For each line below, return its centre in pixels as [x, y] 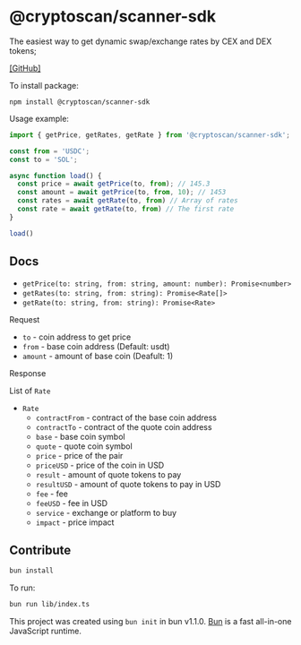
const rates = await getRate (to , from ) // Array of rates [128, 201]
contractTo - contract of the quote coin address [124, 426]
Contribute [40, 550]
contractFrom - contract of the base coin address [126, 417]
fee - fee [52, 494]
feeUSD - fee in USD [71, 503]
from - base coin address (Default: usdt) [96, 346]
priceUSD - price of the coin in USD [100, 465]
